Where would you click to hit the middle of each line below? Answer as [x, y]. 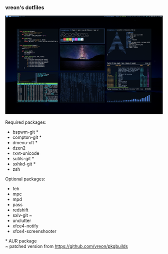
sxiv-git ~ [22, 215]
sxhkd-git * [24, 164]
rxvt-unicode [26, 153]
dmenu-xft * [25, 143]
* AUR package [21, 241]
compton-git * [27, 137]
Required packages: [26, 122]
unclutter [22, 221]
